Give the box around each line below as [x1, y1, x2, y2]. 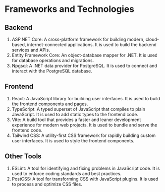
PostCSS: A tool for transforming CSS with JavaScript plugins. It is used [11, 176, 159, 182]
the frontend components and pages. [11, 101, 88, 107]
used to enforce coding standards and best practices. [11, 170, 122, 177]
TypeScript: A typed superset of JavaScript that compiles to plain [11, 106, 146, 112]
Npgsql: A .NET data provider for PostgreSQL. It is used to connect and [11, 63, 157, 68]
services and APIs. [11, 47, 51, 53]
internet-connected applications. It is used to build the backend [27, 42, 157, 48]
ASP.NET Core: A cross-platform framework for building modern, [11, 36, 145, 42]
